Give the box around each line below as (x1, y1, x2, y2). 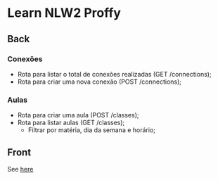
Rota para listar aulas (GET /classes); (17, 118, 125, 127)
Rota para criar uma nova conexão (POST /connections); (17, 77, 181, 86)
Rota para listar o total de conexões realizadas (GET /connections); (17, 70, 212, 78)
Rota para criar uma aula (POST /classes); (17, 111, 139, 120)
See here (7, 165, 34, 173)
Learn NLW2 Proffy (7, 5, 122, 21)
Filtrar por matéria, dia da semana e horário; (27, 126, 156, 134)
